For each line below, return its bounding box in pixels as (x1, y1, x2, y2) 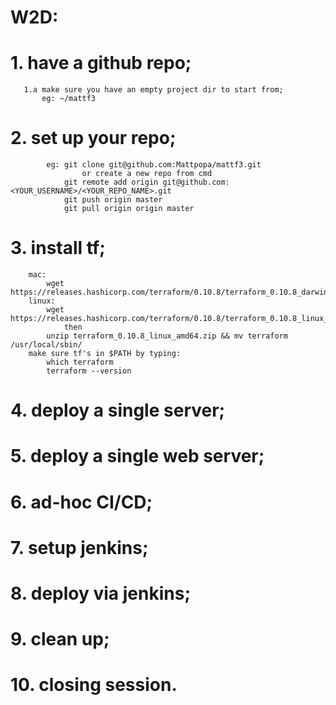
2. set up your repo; (10, 127, 177, 150)
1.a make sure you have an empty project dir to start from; (23, 85, 284, 95)
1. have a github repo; (10, 52, 192, 75)
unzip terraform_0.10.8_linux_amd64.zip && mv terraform (46, 331, 288, 341)
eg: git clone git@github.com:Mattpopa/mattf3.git (46, 160, 262, 170)
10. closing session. (10, 674, 178, 696)
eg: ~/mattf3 (41, 94, 97, 104)
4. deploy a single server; (10, 399, 226, 422)
